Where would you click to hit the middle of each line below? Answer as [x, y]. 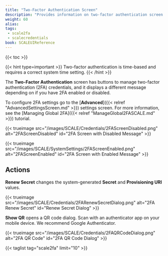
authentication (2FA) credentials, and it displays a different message [76, 87]
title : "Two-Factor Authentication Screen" [52, 10]
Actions [18, 170]
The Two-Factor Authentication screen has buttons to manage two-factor [82, 82]
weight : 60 [17, 19]
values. [13, 187]
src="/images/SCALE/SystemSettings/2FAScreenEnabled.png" [70, 149]
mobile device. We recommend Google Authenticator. [61, 223]
